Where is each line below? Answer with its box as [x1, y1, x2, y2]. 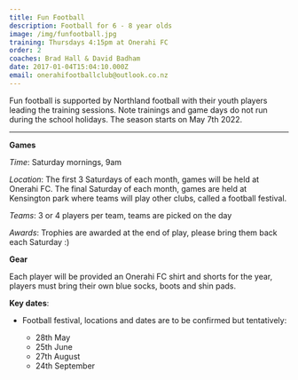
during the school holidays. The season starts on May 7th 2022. [9, 114, 243, 124]
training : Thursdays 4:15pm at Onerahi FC [9, 37, 169, 47]
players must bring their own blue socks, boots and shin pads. [9, 281, 237, 291]
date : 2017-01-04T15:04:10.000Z [9, 63, 129, 72]
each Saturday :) [9, 236, 70, 247]
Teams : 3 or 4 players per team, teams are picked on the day [9, 210, 232, 220]
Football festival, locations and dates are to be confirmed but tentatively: [21, 314, 287, 325]
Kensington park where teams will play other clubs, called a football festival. [9, 193, 287, 203]
